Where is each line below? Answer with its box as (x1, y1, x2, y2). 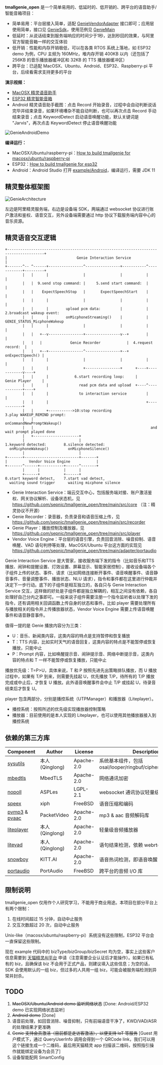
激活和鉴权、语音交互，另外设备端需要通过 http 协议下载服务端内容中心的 (9, 212, 156, 218)
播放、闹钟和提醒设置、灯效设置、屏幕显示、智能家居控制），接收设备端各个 (5, 564, 156, 569)
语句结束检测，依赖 (99, 842, 143, 849)
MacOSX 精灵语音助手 (12, 90, 57, 96)
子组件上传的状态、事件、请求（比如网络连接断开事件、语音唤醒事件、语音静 (5, 569, 158, 576)
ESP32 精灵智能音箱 (12, 96, 52, 101)
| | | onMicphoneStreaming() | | (22, 315, 149, 320)
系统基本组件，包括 (99, 758, 143, 764)
